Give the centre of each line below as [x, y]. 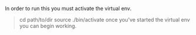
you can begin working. [48, 26]
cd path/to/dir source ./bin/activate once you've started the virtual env [104, 20]
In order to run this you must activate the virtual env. [68, 8]
